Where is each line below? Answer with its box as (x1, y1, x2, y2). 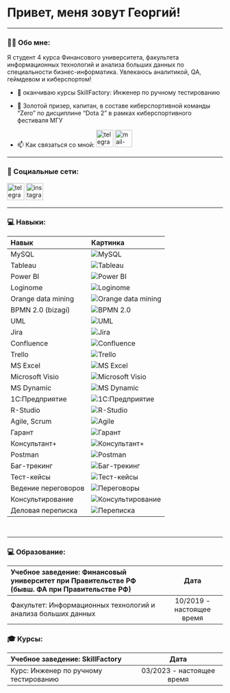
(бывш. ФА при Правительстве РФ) (10, 585, 131, 594)
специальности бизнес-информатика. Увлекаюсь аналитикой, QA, (7, 68, 202, 76)
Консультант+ (10, 439, 57, 448)
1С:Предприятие (10, 394, 67, 404)
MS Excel (10, 361, 41, 370)
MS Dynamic (10, 382, 52, 392)
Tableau (10, 260, 36, 270)
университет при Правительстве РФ (10, 576, 137, 585)
